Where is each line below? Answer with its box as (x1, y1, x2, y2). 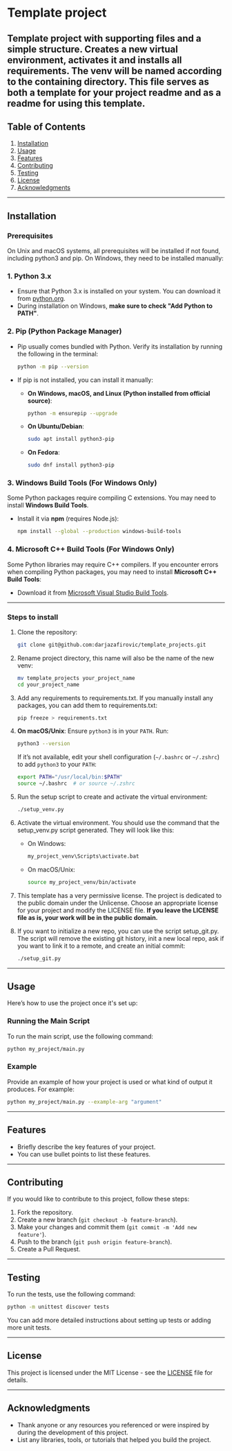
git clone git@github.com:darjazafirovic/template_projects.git (17, 641, 206, 648)
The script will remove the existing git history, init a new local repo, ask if (17, 934, 224, 942)
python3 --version (17, 740, 70, 747)
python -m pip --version (17, 363, 89, 370)
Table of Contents (7, 121, 86, 132)
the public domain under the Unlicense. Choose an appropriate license (17, 898, 219, 907)
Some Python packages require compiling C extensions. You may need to (7, 494, 216, 502)
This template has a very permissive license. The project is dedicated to (17, 891, 222, 899)
